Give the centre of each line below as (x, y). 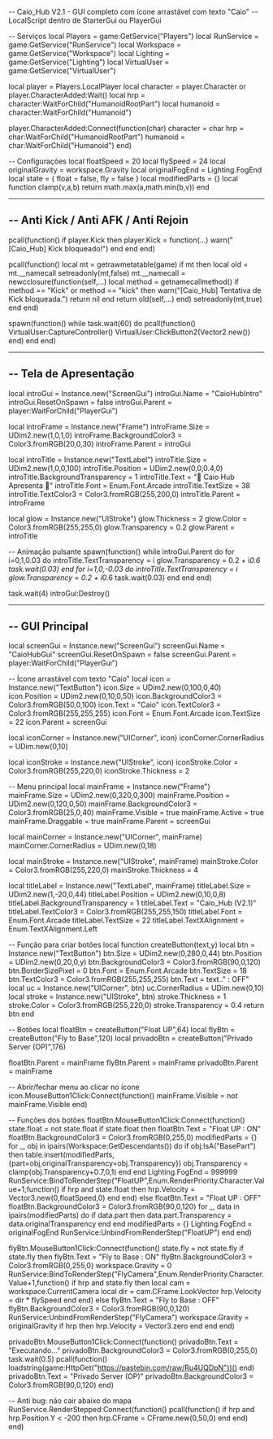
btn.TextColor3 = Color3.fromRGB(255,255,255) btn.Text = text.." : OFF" (129, 979)
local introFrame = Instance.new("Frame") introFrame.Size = (109, 426)
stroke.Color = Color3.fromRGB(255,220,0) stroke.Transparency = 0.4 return (136, 1005)
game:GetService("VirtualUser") (62, 71)
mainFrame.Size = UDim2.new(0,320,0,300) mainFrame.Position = (119, 796)
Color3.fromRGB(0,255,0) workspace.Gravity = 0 (90, 1266)
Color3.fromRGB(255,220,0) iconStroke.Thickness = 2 (99, 771)
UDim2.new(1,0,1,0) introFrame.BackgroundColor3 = (95, 435)
